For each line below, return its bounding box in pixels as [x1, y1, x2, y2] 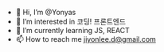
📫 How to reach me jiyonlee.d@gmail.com [15, 35, 157, 43]
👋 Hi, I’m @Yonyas [15, 8, 76, 17]
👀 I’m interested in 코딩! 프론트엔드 [15, 17, 126, 26]
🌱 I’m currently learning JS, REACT [15, 26, 130, 35]
